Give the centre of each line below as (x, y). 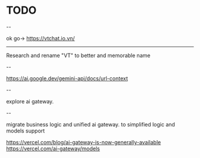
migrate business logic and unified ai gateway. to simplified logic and (91, 124)
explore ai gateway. (30, 101)
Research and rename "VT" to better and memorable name (78, 55)
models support (26, 131)
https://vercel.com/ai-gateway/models (53, 148)
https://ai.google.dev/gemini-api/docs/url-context (67, 78)
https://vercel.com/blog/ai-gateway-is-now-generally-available (84, 142)
